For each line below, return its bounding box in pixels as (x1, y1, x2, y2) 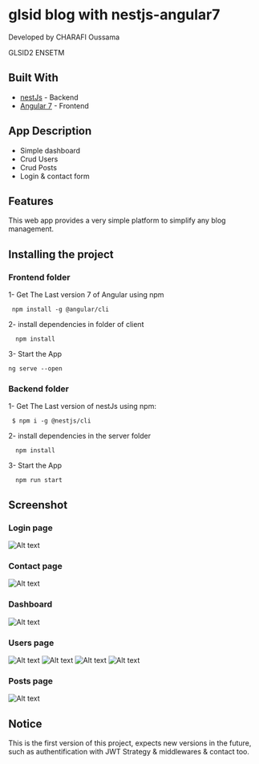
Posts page (8, 675, 54, 686)
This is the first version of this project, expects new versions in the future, (8, 738, 252, 748)
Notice (8, 717, 42, 730)
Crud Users (19, 154, 59, 164)
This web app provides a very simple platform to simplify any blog (8, 215, 226, 226)
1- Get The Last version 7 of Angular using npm (8, 290, 164, 300)
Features (8, 194, 54, 208)
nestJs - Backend (19, 92, 79, 102)
